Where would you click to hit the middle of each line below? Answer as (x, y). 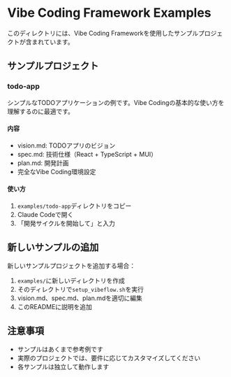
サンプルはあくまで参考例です (60, 349)
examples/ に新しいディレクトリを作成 (71, 280)
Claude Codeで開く (45, 215)
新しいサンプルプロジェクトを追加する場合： (72, 265)
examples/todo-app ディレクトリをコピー (74, 206)
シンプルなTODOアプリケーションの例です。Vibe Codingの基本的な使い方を (116, 102)
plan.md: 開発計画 (43, 163)
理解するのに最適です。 (41, 111)
